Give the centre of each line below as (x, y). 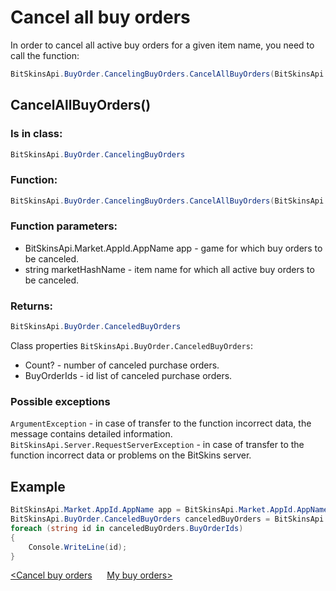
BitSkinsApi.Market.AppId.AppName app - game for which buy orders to (173, 248)
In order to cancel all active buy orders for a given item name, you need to (162, 45)
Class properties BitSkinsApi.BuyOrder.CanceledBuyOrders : (131, 346)
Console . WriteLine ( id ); (78, 547)
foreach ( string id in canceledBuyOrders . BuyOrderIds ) (127, 528)
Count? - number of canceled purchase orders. (122, 365)
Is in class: (36, 134)
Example (38, 486)
